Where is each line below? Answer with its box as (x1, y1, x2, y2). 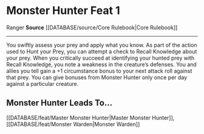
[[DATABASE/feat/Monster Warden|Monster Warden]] (6, 120, 140, 128)
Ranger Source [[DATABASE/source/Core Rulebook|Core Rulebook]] (6, 24, 178, 31)
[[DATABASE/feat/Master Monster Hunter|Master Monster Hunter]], (6, 114, 175, 121)
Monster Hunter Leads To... (6, 98, 113, 108)
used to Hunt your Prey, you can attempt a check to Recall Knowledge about (6, 48, 197, 55)
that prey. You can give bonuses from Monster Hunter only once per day (6, 74, 188, 81)
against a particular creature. (6, 80, 79, 87)
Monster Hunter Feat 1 (6, 4, 120, 18)
